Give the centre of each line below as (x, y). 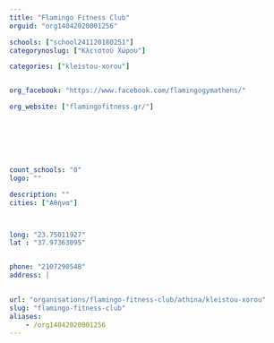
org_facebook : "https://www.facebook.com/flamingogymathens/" (128, 90)
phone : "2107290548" (48, 267)
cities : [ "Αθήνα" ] (43, 202)
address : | (30, 275)
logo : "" (26, 178)
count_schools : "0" (46, 170)
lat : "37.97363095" (48, 243)
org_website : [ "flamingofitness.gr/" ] (81, 107)
